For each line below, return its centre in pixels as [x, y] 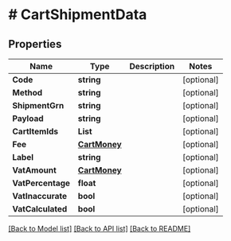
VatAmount [35, 170]
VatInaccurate [40, 196]
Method [27, 93]
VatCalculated [40, 209]
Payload [28, 119]
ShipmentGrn [38, 105]
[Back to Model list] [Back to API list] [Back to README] [100, 229]
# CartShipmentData [78, 15]
